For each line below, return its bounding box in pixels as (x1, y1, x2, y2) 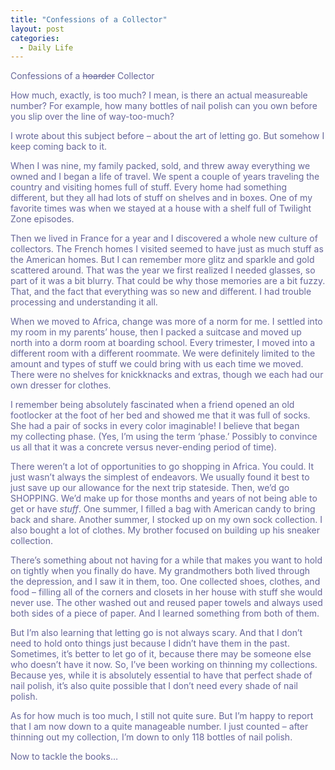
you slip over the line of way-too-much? (10, 111, 175, 123)
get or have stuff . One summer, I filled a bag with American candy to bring (10, 503, 316, 515)
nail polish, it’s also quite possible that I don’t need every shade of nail (10, 680, 299, 692)
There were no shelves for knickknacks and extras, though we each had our (10, 369, 324, 381)
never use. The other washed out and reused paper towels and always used (10, 597, 323, 609)
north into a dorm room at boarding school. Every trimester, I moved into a (10, 337, 316, 349)
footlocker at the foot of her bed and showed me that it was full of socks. (10, 409, 311, 421)
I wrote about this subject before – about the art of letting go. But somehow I (10, 130, 325, 142)
